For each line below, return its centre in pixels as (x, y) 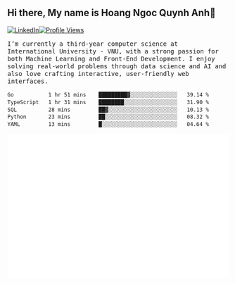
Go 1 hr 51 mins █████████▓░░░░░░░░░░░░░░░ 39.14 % (108, 95)
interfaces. (28, 81)
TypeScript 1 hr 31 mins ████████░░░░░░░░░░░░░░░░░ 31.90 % (108, 102)
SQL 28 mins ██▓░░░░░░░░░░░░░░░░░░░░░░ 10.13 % (108, 110)
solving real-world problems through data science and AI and (117, 66)
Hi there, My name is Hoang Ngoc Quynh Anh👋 (112, 13)
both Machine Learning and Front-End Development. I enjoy (112, 58)
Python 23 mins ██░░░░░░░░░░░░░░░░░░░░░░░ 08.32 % (108, 117)
